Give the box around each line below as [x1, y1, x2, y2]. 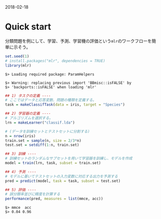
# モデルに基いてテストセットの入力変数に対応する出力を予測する [5, 174, 118, 179]
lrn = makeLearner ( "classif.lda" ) [5, 120, 75, 125]
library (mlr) [5, 63, 32, 68]
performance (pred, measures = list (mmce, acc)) [5, 197, 104, 201]
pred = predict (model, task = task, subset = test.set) [5, 178, 121, 183]
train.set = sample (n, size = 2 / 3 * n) [5, 138, 82, 143]
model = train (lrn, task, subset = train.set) [5, 161, 101, 166]
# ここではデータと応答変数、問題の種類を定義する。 [5, 98, 96, 103]
